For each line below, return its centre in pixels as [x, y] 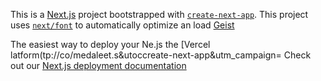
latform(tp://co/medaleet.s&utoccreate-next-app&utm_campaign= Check [161, 55]
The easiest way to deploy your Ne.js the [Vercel [110, 44]
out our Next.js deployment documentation [98, 65]
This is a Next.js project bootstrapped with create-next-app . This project [159, 14]
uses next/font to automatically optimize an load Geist [122, 25]
